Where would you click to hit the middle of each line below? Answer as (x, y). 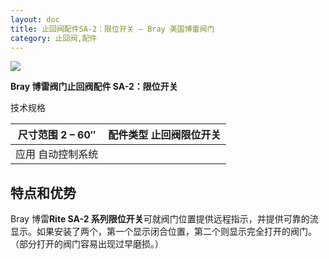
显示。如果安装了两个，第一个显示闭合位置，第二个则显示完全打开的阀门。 (163, 232)
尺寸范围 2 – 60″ (57, 135)
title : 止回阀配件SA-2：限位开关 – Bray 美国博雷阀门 (112, 29)
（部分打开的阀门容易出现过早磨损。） (87, 244)
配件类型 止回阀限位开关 (165, 135)
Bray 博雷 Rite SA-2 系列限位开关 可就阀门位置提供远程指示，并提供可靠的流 (164, 219)
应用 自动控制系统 (57, 154)
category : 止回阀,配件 (54, 38)
